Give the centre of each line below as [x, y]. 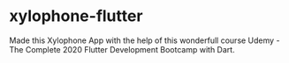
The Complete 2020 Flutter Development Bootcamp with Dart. [122, 49]
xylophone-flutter [76, 16]
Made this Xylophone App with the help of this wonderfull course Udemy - [144, 40]
